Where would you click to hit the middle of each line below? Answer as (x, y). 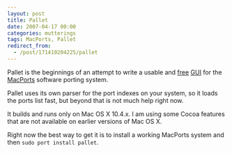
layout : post (26, 14)
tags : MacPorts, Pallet (42, 40)
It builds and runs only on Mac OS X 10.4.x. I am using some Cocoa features (116, 114)
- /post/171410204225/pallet (56, 53)
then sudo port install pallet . (53, 142)
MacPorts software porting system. (58, 79)
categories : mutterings (42, 33)
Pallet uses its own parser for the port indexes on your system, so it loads (113, 93)
